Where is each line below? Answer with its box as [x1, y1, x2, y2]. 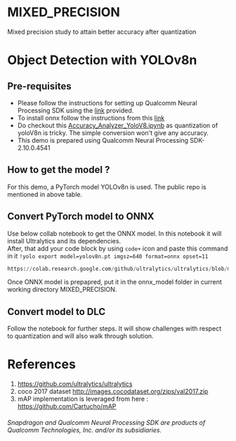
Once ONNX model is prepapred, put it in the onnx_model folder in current [7, 278, 223, 286]
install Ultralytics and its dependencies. [7, 236, 122, 245]
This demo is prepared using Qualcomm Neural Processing [17, 136, 188, 144]
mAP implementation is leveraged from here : [17, 395, 149, 403]
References [7, 357, 76, 373]
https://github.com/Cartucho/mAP [17, 402, 117, 411]
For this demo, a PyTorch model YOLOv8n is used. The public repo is [7, 182, 206, 191]
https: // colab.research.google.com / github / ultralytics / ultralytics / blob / [7, 265, 228, 272]
